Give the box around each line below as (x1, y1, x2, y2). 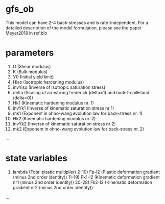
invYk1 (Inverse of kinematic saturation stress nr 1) (12, 105, 114, 111)
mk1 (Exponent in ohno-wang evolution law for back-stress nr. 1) (12, 110, 142, 116)
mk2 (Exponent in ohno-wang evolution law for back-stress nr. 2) (12, 126, 144, 132)
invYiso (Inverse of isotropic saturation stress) (12, 84, 106, 90)
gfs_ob (5, 3, 34, 15)
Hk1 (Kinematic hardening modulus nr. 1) (12, 100, 94, 106)
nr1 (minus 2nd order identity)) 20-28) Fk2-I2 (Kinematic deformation (12, 179, 153, 185)
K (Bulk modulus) (12, 69, 48, 75)
